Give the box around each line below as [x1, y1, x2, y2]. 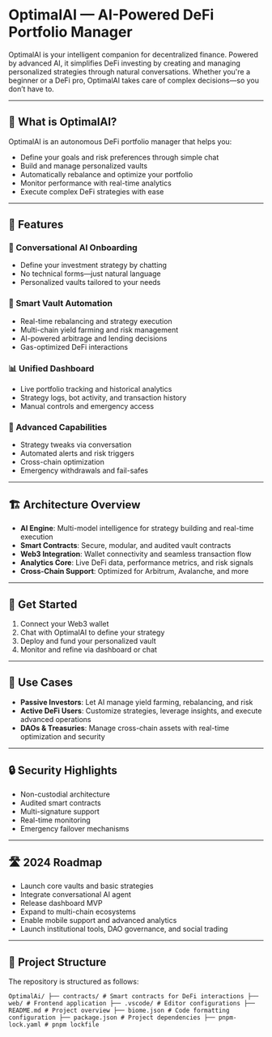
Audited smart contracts [19, 797, 101, 807]
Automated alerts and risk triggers [19, 448, 135, 458]
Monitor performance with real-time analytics [19, 178, 172, 188]
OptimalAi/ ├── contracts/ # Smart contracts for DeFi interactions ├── [8, 992, 259, 1001]
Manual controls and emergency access [19, 402, 155, 411]
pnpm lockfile [51, 1021, 100, 1029]
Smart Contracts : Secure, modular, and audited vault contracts [19, 541, 232, 550]
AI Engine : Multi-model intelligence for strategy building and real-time [19, 524, 254, 533]
